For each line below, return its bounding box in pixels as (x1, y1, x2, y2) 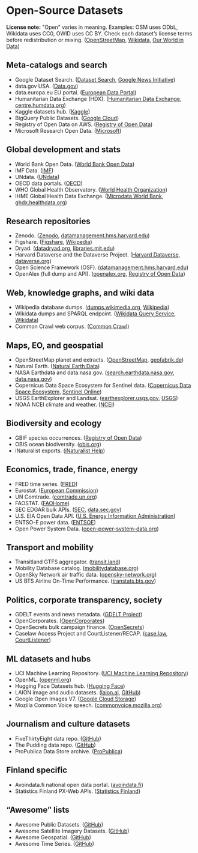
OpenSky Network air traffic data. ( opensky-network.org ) (14, 571, 157, 578)
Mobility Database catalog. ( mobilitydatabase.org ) (14, 565, 139, 572)
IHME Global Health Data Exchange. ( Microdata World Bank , (14, 192, 164, 199)
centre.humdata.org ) (14, 102, 66, 109)
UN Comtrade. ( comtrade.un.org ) (14, 493, 97, 500)
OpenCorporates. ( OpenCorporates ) (14, 617, 105, 625)
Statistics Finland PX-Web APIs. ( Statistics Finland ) (14, 788, 141, 795)
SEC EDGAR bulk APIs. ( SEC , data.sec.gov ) (14, 506, 122, 513)
